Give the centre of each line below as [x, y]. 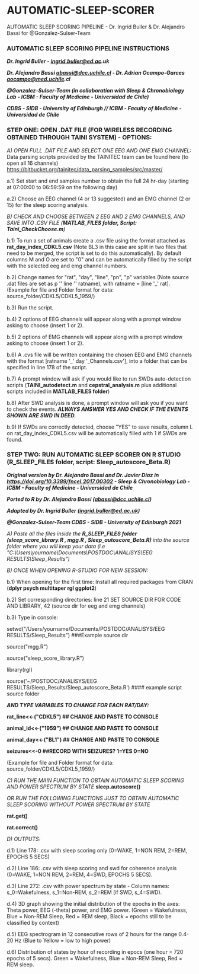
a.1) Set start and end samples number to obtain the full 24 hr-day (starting [98, 181]
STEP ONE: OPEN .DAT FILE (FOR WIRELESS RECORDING [89, 130]
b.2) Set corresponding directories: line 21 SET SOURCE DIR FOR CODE [94, 599]
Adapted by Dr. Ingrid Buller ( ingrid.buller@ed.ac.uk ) [73, 510]
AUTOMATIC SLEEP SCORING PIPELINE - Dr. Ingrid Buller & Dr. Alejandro [96, 27]
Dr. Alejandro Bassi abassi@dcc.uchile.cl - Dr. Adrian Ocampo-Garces [96, 73]
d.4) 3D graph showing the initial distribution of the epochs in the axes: [93, 903]
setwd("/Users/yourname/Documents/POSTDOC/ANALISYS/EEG [86, 628]
